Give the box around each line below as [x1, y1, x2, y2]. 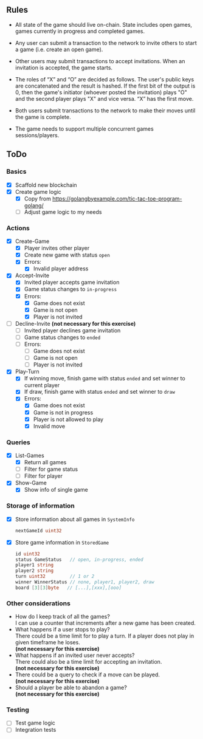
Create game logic [15, 188, 62, 195]
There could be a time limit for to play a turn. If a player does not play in [15, 632, 194, 640]
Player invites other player [24, 244, 90, 252]
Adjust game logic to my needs [24, 208, 102, 215]
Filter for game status [24, 466, 78, 473]
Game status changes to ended [24, 334, 101, 341]
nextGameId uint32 [15, 528, 62, 534]
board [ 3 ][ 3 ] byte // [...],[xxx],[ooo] [15, 585, 122, 591]
